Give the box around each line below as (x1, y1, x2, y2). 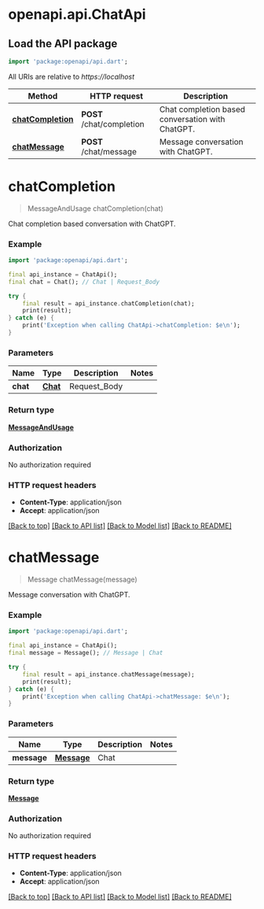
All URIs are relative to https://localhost (8, 72, 135, 81)
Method (27, 91, 58, 102)
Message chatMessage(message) (27, 575, 137, 584)
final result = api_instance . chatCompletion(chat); (22, 299, 195, 308)
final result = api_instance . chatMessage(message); (22, 671, 195, 678)
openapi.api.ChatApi (8, 6, 147, 24)
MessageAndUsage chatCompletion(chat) (27, 203, 163, 213)
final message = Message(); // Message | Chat (8, 649, 163, 657)
